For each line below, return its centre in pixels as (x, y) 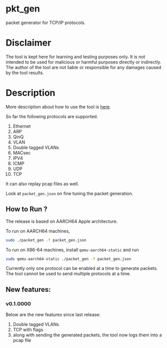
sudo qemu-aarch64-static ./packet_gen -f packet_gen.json (68, 259)
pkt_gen (23, 9)
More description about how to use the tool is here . (58, 107)
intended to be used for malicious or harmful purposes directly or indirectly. (83, 62)
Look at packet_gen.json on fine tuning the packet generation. (69, 193)
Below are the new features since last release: (53, 315)
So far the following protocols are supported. (52, 116)
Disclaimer (28, 43)
